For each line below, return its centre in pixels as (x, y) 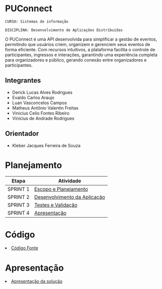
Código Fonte (25, 248)
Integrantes (23, 80)
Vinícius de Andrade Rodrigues (43, 118)
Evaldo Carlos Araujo (33, 97)
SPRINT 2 (19, 197)
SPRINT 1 (19, 189)
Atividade (70, 180)
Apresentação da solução (37, 281)
